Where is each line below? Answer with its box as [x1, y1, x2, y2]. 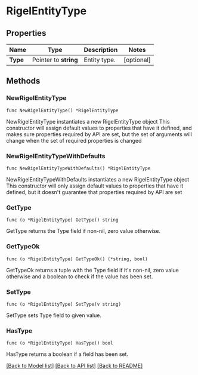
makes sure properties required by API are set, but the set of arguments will [6, 130, 192, 138]
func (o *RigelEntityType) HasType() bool [6, 340, 113, 346]
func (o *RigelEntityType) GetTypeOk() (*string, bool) [6, 256, 148, 262]
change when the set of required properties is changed [6, 137, 142, 144]
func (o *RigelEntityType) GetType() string [6, 217, 119, 223]
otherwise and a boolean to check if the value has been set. [6, 273, 153, 280]
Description [83, 46, 118, 54]
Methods [6, 76, 41, 86]
